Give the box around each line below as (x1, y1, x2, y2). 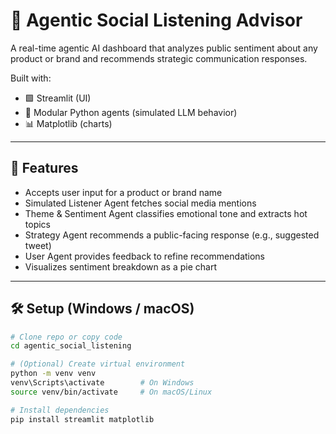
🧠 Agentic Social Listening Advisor (10, 9, 303, 32)
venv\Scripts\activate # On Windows (10, 378, 195, 388)
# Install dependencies (10, 405, 110, 415)
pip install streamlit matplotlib (10, 414, 155, 424)
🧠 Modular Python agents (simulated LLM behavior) (24, 106, 238, 118)
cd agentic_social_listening (10, 341, 132, 351)
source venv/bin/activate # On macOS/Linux (10, 387, 213, 397)
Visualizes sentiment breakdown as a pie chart (24, 260, 217, 273)
